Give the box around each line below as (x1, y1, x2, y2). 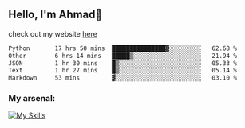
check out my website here (8, 29, 98, 38)
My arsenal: (8, 93, 56, 104)
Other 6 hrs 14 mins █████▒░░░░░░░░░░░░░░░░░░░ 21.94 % (8, 52, 238, 60)
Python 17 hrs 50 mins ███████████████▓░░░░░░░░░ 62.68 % (8, 45, 238, 52)
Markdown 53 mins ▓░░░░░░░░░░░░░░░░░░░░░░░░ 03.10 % (8, 74, 238, 82)
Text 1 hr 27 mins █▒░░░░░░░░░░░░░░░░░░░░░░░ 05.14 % (8, 67, 238, 75)
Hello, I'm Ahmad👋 (8, 8, 103, 21)
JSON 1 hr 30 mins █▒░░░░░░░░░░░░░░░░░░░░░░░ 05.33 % (8, 59, 238, 68)
